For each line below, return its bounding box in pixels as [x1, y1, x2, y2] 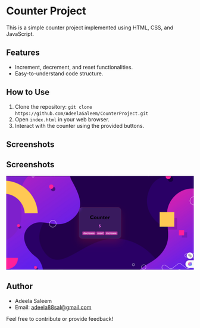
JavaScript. [6, 30, 35, 37]
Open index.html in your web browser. [14, 115, 110, 123]
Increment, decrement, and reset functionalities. [14, 63, 133, 70]
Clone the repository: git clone [14, 103, 92, 110]
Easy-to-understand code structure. [14, 70, 104, 77]
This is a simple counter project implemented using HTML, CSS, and [6, 24, 174, 31]
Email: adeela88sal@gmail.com [14, 304, 92, 311]
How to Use [6, 87, 50, 97]
